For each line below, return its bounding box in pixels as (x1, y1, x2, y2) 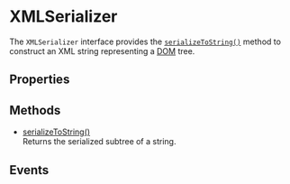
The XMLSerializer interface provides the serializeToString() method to (9, 36, 282, 47)
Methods (9, 102, 61, 118)
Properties (9, 72, 70, 87)
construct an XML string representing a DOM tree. (9, 45, 195, 56)
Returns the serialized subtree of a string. (22, 136, 177, 147)
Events (9, 162, 50, 178)
